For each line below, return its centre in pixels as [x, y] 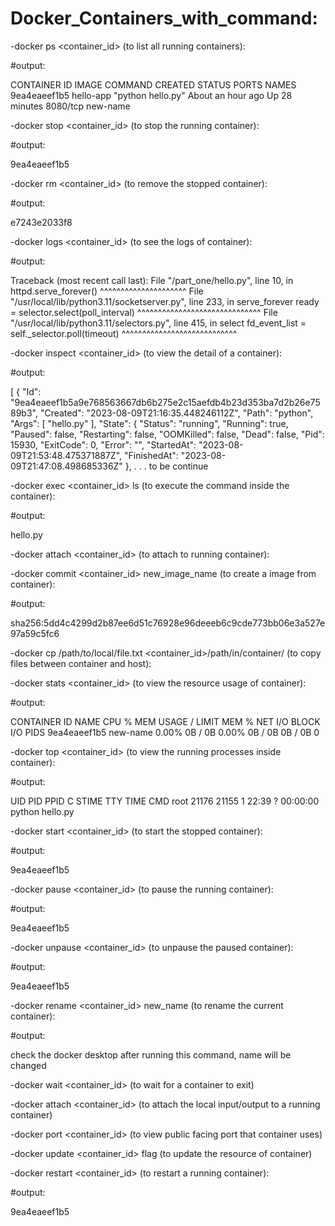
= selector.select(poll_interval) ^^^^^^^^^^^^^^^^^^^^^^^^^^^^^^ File [144, 312]
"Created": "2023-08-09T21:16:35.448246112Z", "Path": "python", [176, 413]
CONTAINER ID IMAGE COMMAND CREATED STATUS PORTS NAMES [153, 84]
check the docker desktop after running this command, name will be [151, 1054]
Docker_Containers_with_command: [164, 18]
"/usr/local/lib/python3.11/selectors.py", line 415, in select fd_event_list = [158, 323]
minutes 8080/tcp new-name [70, 106]
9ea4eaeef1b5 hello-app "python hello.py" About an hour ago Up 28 [151, 95]
